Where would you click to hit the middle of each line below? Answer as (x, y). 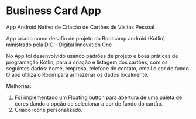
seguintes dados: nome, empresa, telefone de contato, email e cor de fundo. (98, 68)
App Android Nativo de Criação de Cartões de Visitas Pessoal (80, 27)
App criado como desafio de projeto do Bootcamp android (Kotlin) (86, 38)
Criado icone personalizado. (49, 110)
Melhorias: (19, 86)
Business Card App (54, 11)
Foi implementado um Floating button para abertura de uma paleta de (98, 97)
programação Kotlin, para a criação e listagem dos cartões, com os (87, 62)
